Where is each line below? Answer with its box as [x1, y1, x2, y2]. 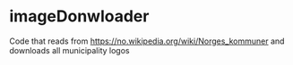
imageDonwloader [9, 6, 150, 27]
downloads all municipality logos [9, 45, 130, 55]
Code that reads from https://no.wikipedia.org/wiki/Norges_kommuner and [9, 36, 285, 46]
